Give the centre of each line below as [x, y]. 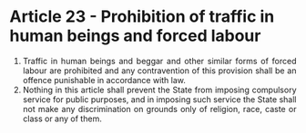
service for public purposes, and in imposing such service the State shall [159, 99]
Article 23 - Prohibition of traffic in [142, 17]
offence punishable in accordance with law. [104, 80]
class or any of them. [62, 119]
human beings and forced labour [135, 36]
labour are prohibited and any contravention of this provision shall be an [159, 71]
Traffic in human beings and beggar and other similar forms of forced [159, 61]
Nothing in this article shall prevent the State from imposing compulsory [159, 90]
